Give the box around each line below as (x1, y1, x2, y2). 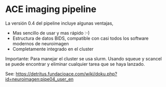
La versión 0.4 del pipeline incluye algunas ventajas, (5, 20, 114, 26)
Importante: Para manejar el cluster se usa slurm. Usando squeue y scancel (5, 55, 162, 61)
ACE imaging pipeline (5, 4, 97, 15)
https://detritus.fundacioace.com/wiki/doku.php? (16, 70, 117, 76)
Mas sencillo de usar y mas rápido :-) (12, 30, 90, 36)
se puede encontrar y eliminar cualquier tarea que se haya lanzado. (5, 61, 145, 67)
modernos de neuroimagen (12, 40, 69, 46)
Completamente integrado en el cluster (12, 46, 94, 52)
